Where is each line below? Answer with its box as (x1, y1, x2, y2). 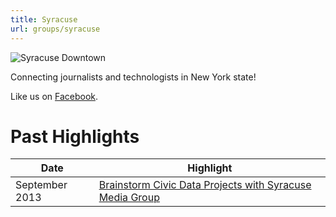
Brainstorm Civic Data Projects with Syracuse (98, 178, 312, 192)
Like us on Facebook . (10, 90, 99, 102)
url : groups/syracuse (10, 24, 101, 34)
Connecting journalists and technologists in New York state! (10, 71, 257, 83)
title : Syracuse (10, 14, 78, 25)
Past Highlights (10, 125, 140, 148)
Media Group (98, 191, 160, 205)
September (15, 178, 68, 192)
